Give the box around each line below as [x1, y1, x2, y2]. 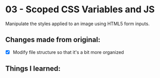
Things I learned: [5, 64, 61, 73]
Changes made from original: [5, 35, 101, 44]
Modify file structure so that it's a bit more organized [12, 49, 124, 55]
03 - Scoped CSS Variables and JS [5, 4, 155, 15]
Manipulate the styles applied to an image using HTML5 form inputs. [5, 21, 150, 27]
